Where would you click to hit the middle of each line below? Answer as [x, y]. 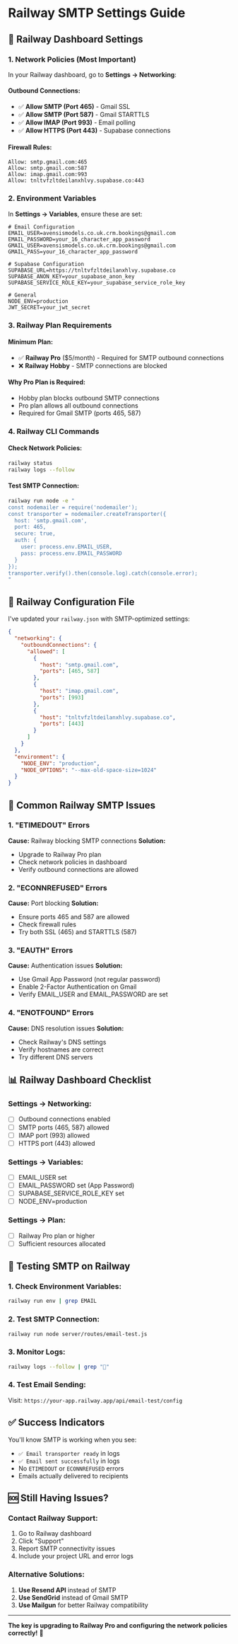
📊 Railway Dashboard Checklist [80, 1080]
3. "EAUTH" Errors [41, 950]
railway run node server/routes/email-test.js [78, 1334]
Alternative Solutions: [47, 1575]
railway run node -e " [41, 500]
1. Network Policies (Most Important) [72, 59]
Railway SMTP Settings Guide [97, 13]
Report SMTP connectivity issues [67, 1548]
